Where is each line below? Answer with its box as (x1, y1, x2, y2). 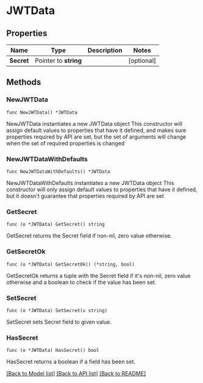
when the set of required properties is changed (6, 139, 125, 147)
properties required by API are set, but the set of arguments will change (6, 133, 187, 140)
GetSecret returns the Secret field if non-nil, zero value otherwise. (6, 232, 173, 239)
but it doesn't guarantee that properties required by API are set (6, 192, 165, 199)
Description (87, 46, 123, 54)
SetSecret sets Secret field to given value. (6, 318, 112, 326)
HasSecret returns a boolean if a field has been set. (6, 358, 136, 365)
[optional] (127, 56, 157, 65)
